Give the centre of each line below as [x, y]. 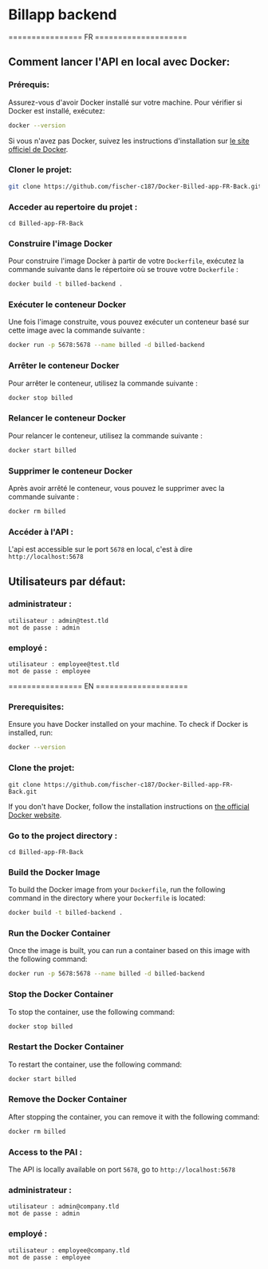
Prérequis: [29, 85]
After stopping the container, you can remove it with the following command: [134, 1116]
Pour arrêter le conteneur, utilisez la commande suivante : [103, 383]
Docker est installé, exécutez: [57, 110]
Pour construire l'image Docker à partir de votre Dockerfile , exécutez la [126, 261]
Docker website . [35, 815]
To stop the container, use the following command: [92, 1012]
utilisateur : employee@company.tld [69, 1250]
